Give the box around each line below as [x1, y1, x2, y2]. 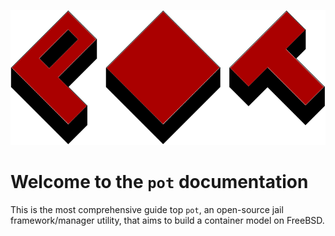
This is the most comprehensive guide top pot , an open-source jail [10, 203, 284, 215]
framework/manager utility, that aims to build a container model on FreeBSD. [10, 214, 325, 226]
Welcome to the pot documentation [10, 171, 309, 194]
